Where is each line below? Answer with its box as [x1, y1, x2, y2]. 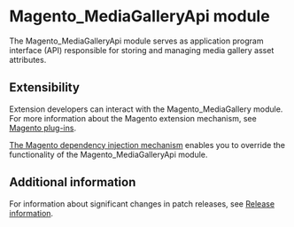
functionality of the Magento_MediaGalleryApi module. [9, 149, 208, 160]
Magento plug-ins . [9, 122, 77, 133]
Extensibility [9, 80, 80, 95]
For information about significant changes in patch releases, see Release [9, 198, 275, 209]
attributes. [9, 54, 47, 65]
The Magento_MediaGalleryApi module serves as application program [9, 35, 264, 46]
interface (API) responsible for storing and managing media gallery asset [9, 44, 275, 55]
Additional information [9, 175, 136, 190]
